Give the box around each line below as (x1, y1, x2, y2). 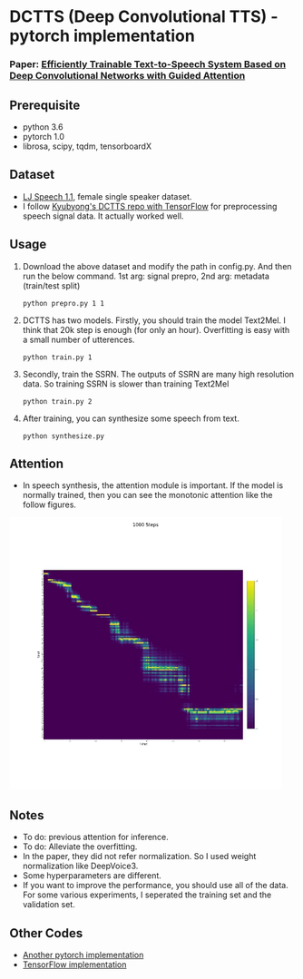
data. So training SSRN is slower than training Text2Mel (22, 378, 230, 389)
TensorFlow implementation (22, 959, 127, 970)
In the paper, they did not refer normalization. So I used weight (22, 851, 257, 862)
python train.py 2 (22, 396, 93, 406)
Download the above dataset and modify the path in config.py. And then (22, 260, 292, 271)
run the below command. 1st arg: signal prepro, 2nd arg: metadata (22, 270, 270, 281)
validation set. (22, 899, 75, 910)
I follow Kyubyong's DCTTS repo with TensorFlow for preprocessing (22, 201, 278, 211)
